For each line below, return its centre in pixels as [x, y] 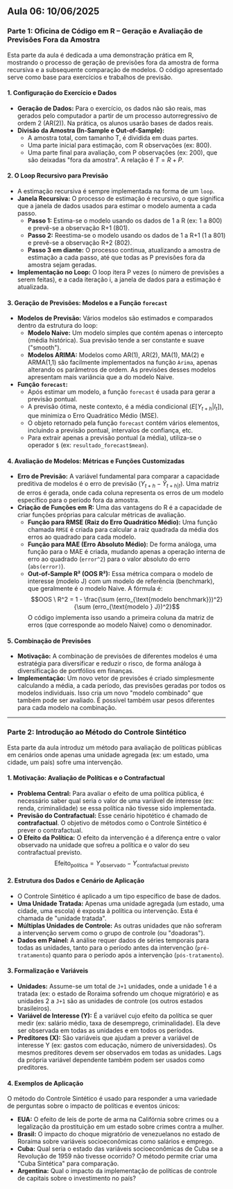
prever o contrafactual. [50, 830]
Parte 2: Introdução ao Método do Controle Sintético [97, 732]
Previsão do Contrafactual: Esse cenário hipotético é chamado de [112, 815]
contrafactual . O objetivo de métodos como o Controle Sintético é [112, 823]
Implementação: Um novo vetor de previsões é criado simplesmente [116, 678]
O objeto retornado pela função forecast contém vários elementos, [123, 423]
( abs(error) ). [46, 566]
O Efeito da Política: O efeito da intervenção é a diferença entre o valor [119, 837]
